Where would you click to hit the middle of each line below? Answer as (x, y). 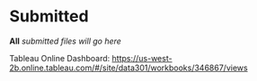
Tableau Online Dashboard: (60, 58)
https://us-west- (142, 58)
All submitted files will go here (65, 41)
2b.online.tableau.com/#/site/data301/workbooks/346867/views (129, 68)
